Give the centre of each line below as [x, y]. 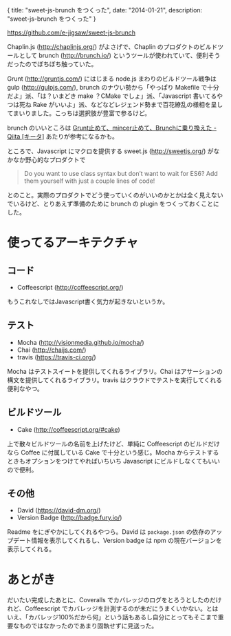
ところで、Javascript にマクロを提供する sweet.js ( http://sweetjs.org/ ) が [111, 151]
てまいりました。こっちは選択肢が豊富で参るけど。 [79, 113]
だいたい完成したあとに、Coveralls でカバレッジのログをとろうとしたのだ [111, 600]
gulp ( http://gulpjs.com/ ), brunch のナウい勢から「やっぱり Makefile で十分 [113, 87]
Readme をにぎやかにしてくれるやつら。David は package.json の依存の [109, 532]
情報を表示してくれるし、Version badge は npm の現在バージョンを [126, 541]
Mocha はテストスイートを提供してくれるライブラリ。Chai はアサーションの [115, 371]
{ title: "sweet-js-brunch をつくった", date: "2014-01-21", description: [105, 10]
